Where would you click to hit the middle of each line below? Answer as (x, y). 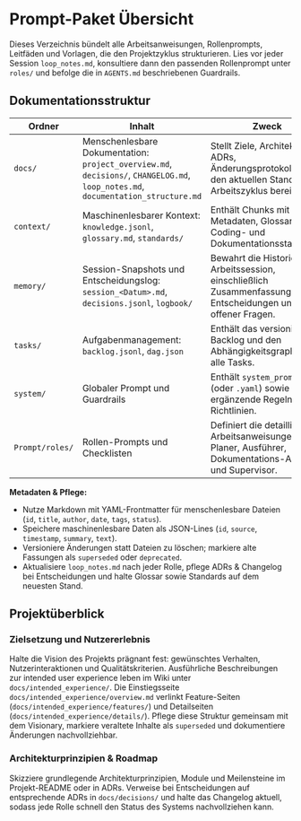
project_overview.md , (127, 163)
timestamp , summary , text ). (70, 537)
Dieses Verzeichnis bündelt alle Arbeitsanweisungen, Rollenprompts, (136, 44)
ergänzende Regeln (251, 399)
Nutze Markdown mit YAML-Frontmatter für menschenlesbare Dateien (151, 509)
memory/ (30, 286)
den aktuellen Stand (252, 179)
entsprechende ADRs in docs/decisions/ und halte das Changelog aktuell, (146, 797)
